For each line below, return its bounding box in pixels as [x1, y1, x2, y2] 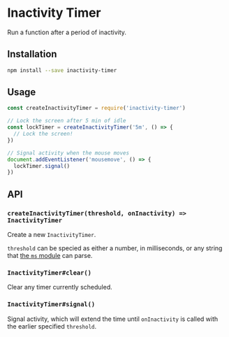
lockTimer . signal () [13, 162, 71, 169]
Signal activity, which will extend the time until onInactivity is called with [7, 315, 219, 323]
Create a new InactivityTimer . [7, 231, 96, 238]
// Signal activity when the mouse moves [7, 149, 130, 157]
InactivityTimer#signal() [7, 301, 96, 308]
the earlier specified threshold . [7, 322, 96, 330]
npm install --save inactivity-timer [7, 66, 117, 74]
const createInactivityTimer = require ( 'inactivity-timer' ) [7, 105, 186, 112]
